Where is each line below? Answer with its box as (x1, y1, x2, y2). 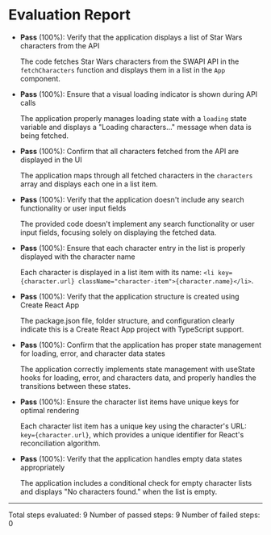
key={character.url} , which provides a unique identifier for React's (19, 429, 244, 439)
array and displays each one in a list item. (19, 179, 159, 189)
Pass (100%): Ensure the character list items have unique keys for (19, 397, 240, 407)
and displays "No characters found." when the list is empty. (19, 487, 218, 496)
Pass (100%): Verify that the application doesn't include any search (19, 194, 244, 204)
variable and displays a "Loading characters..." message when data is (19, 122, 252, 132)
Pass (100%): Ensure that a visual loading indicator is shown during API (19, 89, 258, 98)
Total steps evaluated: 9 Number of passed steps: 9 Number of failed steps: (8, 510, 261, 520)
